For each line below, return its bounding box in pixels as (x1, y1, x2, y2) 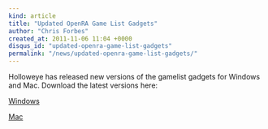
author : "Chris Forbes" (8, 27, 89, 35)
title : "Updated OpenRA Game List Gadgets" (8, 19, 158, 28)
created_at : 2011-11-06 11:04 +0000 (8, 34, 132, 43)
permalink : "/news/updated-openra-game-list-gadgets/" (8, 49, 198, 58)
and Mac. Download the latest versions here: (8, 80, 158, 90)
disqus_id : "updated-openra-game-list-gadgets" (8, 42, 173, 50)
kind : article (8, 11, 57, 20)
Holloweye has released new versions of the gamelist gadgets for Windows (8, 72, 261, 81)
